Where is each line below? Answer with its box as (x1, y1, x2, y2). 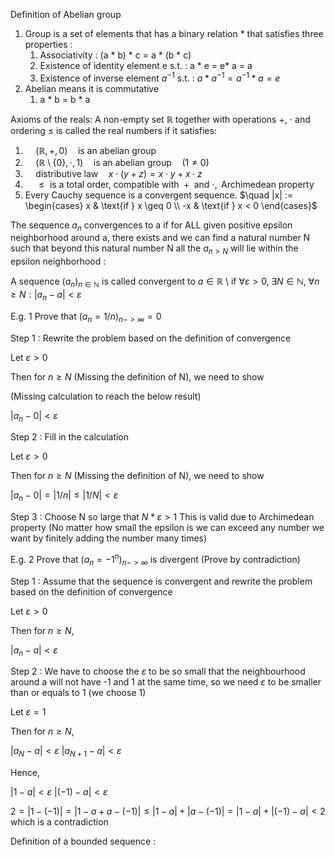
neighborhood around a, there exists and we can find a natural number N (10, 232, 311, 244)
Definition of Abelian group (10, 9, 122, 20)
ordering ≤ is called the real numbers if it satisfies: (10, 124, 217, 136)
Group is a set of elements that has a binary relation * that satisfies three (24, 28, 324, 39)
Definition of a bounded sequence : (10, 835, 157, 848)
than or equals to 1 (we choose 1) (10, 687, 147, 699)
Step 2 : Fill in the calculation (10, 431, 130, 443)
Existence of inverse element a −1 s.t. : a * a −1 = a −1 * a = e (39, 70, 281, 84)
